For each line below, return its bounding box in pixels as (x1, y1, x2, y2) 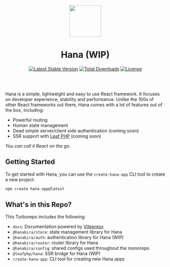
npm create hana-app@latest (5, 186, 65, 191)
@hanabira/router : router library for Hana (12, 240, 98, 246)
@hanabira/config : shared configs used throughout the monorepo (12, 245, 150, 251)
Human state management (12, 122, 69, 128)
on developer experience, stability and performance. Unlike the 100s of (5, 96, 154, 102)
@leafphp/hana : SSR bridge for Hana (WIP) (12, 251, 100, 257)
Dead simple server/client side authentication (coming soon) (12, 127, 139, 133)
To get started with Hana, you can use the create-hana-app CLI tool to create (5, 171, 165, 177)
